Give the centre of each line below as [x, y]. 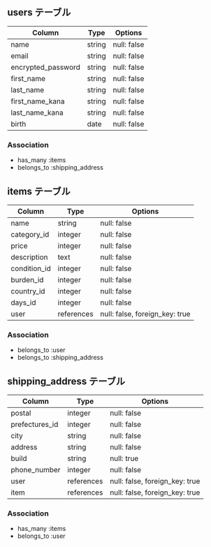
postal [21, 413]
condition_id [31, 268]
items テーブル [39, 191]
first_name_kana [38, 101]
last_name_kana [37, 112]
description [29, 257]
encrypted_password [45, 67]
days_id [23, 302]
